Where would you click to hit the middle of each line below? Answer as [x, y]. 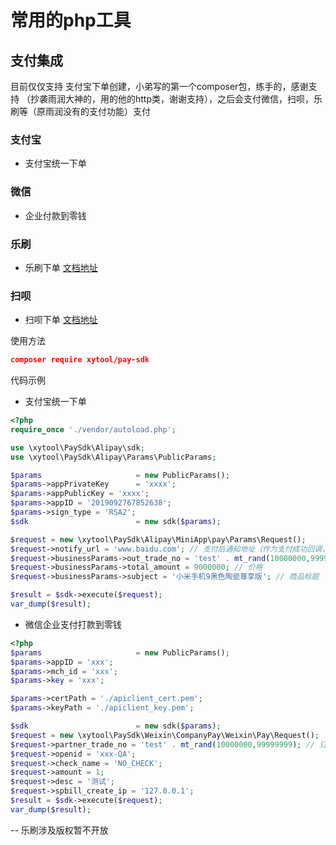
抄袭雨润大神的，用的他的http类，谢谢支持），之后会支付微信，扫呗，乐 [176, 99]
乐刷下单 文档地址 [61, 267]
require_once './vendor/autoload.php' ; [93, 429]
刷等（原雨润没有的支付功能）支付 [80, 111]
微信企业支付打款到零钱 [73, 624]
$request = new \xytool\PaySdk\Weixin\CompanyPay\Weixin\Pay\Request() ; [165, 735]
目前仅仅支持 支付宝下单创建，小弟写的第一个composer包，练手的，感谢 [159, 86]
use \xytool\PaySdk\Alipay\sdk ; [77, 447]
